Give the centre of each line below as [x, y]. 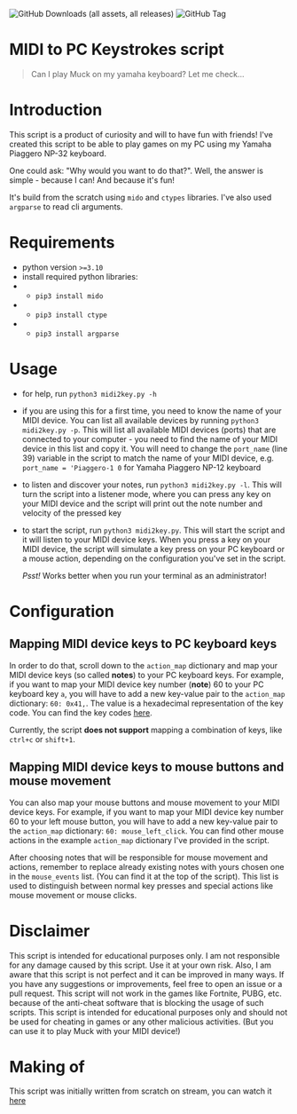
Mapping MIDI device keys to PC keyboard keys [143, 644]
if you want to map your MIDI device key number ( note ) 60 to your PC [137, 684]
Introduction [56, 110]
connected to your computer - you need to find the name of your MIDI [150, 438]
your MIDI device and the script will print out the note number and [142, 503]
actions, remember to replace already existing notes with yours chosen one [147, 866]
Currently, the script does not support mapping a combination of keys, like [146, 730]
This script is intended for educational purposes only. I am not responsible [145, 955]
